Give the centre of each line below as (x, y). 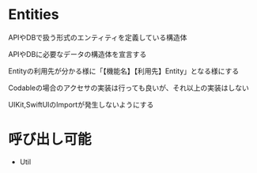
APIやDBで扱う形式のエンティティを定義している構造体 (98, 37)
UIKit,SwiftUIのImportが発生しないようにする (81, 104)
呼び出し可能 (50, 139)
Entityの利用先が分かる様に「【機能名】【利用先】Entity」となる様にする (124, 71)
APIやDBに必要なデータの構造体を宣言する (77, 54)
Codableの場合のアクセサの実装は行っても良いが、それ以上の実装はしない (128, 88)
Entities (34, 15)
